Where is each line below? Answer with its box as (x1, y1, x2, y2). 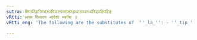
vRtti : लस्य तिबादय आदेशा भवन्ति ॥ (6, 14, 77, 20)
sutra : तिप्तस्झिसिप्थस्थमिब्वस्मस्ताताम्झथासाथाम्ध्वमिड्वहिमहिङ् (6, 8, 112, 15)
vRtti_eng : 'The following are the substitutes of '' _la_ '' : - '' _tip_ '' (6, 19, 196, 25)
